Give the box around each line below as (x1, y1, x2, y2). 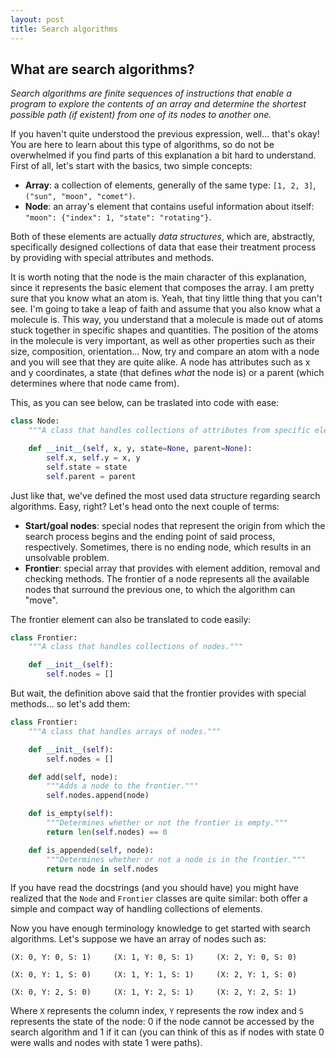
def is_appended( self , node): (28, 845, 155, 855)
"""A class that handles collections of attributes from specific (28, 426, 311, 436)
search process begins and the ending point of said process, (24, 530, 276, 542)
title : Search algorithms (10, 24, 118, 34)
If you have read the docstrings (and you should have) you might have (10, 882, 300, 894)
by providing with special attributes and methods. (10, 252, 215, 264)
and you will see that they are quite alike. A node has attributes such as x (10, 356, 311, 368)
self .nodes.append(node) (46, 791, 150, 801)
